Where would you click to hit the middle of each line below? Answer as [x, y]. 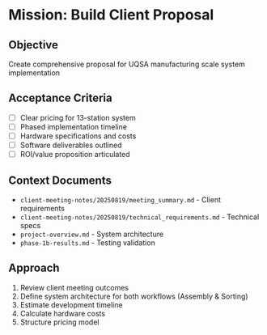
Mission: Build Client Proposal [111, 15]
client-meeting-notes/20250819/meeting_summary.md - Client [120, 199]
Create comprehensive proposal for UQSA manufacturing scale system [127, 64]
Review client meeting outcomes [74, 287]
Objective [34, 45]
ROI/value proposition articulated [75, 155]
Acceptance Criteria [60, 98]
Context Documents [60, 180]
